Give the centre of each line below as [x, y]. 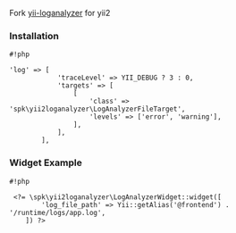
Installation [34, 36]
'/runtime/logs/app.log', [57, 212]
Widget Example [46, 162]
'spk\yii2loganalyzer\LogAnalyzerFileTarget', [97, 109]
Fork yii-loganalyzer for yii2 [60, 13]
